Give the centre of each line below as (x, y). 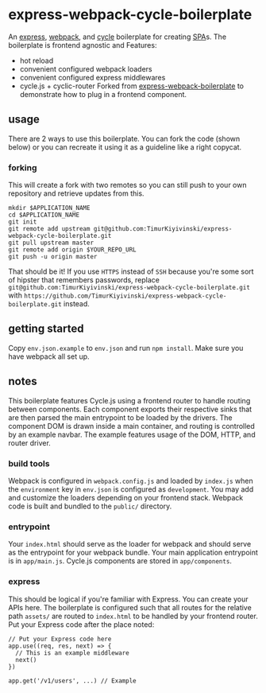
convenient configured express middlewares (93, 77)
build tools (29, 463)
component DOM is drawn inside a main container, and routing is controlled (132, 426)
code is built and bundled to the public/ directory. (90, 506)
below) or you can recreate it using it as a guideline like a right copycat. (125, 147)
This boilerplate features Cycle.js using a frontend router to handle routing (129, 400)
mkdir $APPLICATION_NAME (49, 208)
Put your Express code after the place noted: (81, 624)
